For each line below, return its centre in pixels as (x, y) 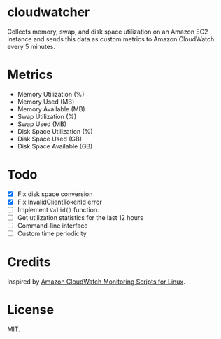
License (31, 310)
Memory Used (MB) (46, 102)
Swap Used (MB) (42, 124)
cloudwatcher (49, 12)
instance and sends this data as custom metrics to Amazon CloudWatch (111, 39)
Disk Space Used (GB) (50, 139)
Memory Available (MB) (51, 109)
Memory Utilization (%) (51, 94)
